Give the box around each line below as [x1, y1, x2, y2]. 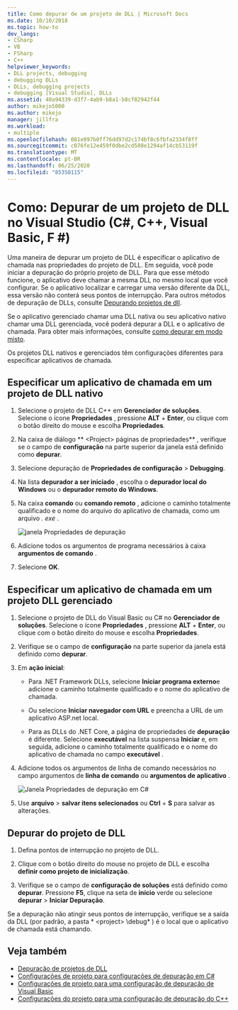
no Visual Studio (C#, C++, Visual [7, 214, 208, 231]
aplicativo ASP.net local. [28, 714, 99, 723]
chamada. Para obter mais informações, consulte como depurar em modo [7, 327, 223, 336]
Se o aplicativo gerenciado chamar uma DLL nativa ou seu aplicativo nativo [7, 312, 227, 320]
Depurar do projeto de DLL [7, 827, 126, 839]
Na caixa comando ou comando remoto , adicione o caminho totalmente [17, 499, 232, 507]
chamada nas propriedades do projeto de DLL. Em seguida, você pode [7, 260, 214, 269]
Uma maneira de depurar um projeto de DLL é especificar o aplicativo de [7, 253, 220, 261]
